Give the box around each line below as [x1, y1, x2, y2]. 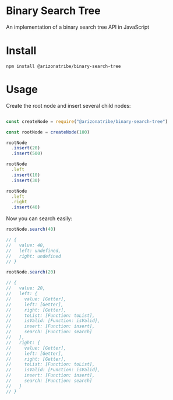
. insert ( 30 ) [11, 177, 41, 183]
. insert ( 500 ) [11, 151, 43, 156]
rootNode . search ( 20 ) [6, 269, 57, 275]
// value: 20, [6, 285, 45, 291]
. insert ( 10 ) [11, 172, 41, 178]
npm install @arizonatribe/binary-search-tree [6, 63, 121, 69]
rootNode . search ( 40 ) [6, 227, 57, 233]
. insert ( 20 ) [11, 145, 41, 151]
